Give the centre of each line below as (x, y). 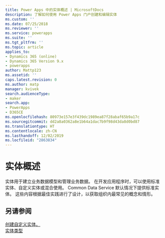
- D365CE (14, 112)
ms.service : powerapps (29, 33)
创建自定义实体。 (23, 224)
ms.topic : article (24, 47)
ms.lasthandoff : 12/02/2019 (34, 136)
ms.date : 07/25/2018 (27, 24)
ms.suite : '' (19, 38)
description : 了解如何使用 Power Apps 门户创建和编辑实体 (61, 15)
